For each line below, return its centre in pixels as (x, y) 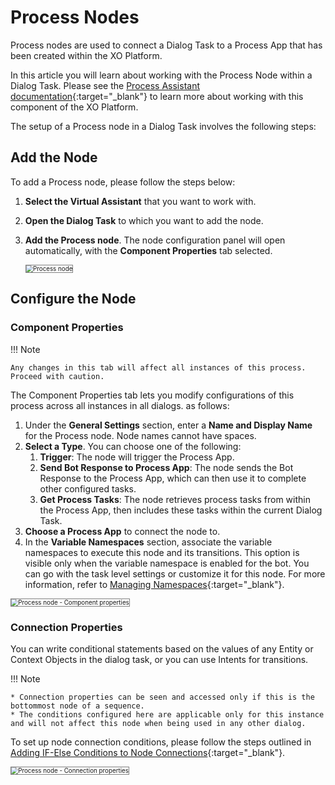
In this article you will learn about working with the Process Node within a (161, 75)
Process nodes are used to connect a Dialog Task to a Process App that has (166, 45)
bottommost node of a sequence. (77, 706)
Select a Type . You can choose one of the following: (133, 446)
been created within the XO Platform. (86, 55)
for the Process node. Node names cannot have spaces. (140, 435)
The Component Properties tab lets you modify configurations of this (152, 395)
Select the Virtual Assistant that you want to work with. (140, 201)
